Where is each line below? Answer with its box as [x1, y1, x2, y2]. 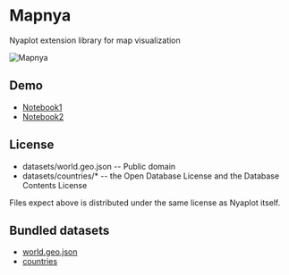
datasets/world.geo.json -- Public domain [21, 161, 176, 171]
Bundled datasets [9, 222, 110, 237]
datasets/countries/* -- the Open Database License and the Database [21, 171, 280, 181]
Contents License [21, 179, 88, 190]
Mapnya [9, 5, 72, 26]
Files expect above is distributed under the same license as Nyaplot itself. [9, 197, 281, 208]
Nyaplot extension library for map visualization [9, 35, 181, 46]
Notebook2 [21, 111, 64, 121]
